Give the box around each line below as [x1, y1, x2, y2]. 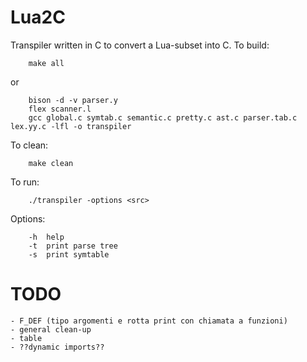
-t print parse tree [28, 241, 118, 251]
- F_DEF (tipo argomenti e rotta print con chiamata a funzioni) [10, 316, 288, 326]
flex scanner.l [28, 104, 92, 114]
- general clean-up [10, 324, 92, 335]
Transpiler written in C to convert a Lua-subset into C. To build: [10, 39, 270, 51]
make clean [28, 158, 74, 168]
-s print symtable [28, 249, 110, 260]
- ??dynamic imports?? [10, 342, 105, 352]
